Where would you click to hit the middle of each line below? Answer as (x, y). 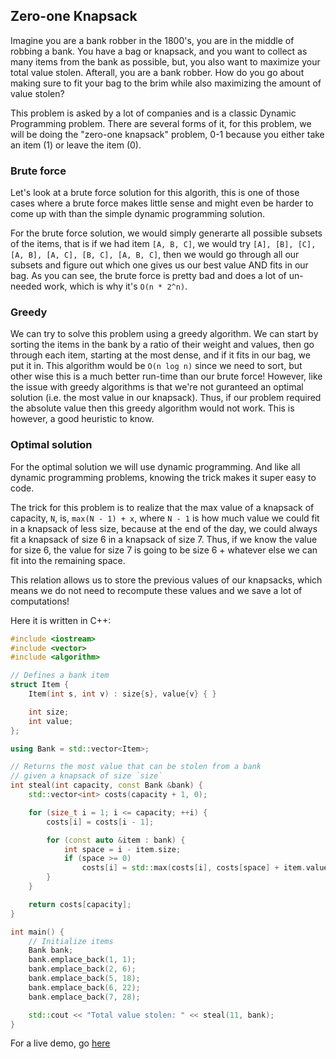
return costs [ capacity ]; (80, 904)
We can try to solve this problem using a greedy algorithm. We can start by (164, 334)
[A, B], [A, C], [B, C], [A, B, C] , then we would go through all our (155, 255)
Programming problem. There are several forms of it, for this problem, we (161, 123)
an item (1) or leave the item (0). (76, 145)
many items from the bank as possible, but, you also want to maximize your (165, 61)
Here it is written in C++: (61, 620)
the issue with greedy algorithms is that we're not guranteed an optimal (157, 387)
